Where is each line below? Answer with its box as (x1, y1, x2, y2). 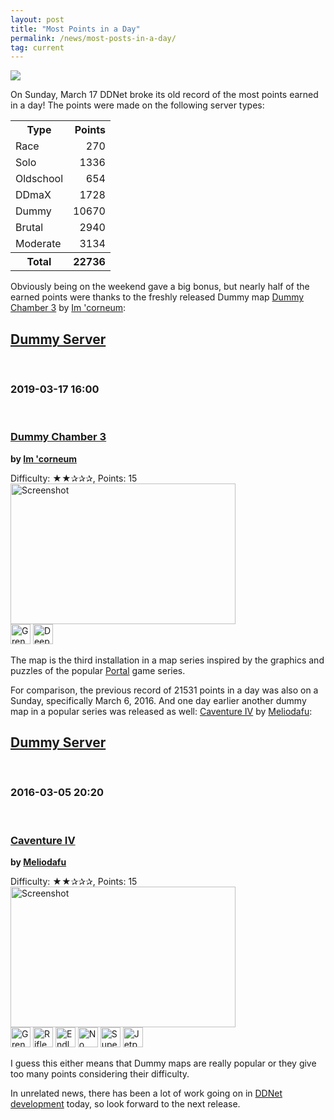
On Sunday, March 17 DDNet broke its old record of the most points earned (10, 89, 319, 101)
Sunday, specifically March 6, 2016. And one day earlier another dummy (10, 694, 307, 706)
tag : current (10, 42, 65, 53)
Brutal (15, 221, 44, 235)
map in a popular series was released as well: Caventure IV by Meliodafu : (10, 705, 313, 717)
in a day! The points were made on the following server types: (10, 99, 265, 111)
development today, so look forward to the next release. (10, 1098, 241, 1110)
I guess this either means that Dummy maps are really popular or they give (10, 1057, 317, 1070)
